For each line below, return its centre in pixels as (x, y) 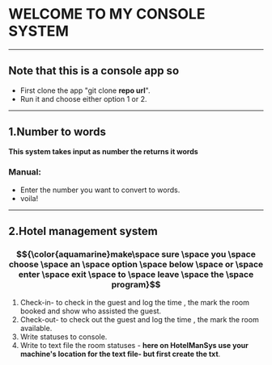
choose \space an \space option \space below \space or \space (136, 265)
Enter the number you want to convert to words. (100, 190)
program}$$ (136, 285)
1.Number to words (57, 132)
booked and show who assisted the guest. (91, 311)
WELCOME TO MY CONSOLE (107, 14)
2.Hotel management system (83, 231)
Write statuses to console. (64, 337)
